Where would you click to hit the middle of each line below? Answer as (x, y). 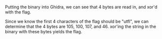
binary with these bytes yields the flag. (44, 32)
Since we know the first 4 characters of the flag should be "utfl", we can (77, 21)
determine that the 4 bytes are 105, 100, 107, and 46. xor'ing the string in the (81, 26)
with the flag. (18, 12)
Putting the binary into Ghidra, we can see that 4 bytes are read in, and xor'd (81, 7)
